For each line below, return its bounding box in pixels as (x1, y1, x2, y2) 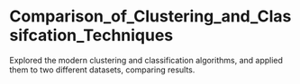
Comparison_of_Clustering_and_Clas (9, 6, 292, 27)
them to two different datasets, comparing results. (9, 64, 195, 75)
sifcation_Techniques (9, 25, 174, 46)
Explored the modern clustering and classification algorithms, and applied (9, 55, 284, 65)
